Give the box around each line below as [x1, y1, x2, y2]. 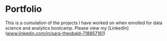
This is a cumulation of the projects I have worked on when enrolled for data [5, 20, 162, 26]
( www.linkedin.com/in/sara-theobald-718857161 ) [5, 30, 105, 36]
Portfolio [5, 3, 42, 15]
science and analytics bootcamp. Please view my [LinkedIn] [5, 25, 129, 31]
